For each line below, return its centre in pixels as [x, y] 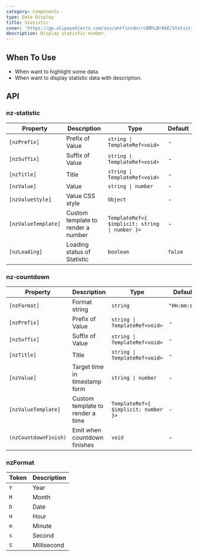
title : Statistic [27, 22]
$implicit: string [134, 224]
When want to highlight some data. [57, 71]
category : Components [33, 11]
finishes [83, 444]
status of [78, 252]
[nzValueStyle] [30, 199]
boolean [119, 252]
